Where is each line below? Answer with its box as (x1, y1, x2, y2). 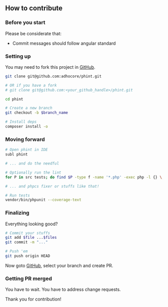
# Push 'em (5, 249, 28, 254)
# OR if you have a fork (5, 83, 57, 88)
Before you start (5, 19, 45, 26)
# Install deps (5, 119, 37, 124)
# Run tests (5, 193, 30, 198)
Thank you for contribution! (5, 296, 61, 302)
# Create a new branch (5, 105, 52, 111)
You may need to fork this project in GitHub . (5, 64, 95, 70)
